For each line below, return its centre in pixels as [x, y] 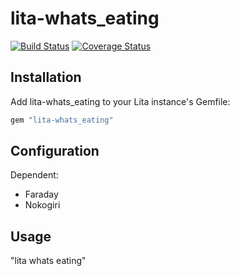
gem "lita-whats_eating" [62, 120]
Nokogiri [42, 205]
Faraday [41, 194]
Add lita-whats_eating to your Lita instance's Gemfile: [120, 101]
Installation [46, 77]
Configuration [55, 151]
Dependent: [34, 175]
